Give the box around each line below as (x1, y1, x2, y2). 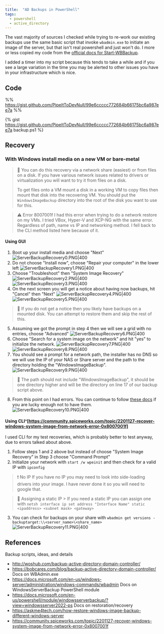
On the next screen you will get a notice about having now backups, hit (12, 285, 155, 291)
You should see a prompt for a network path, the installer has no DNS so (12, 351, 158, 357)
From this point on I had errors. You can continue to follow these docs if (12, 396, 156, 402)
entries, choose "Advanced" (12, 330, 69, 336)
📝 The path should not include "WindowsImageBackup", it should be (17, 376, 155, 382)
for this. (17, 202, 33, 208)
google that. (17, 486, 41, 492)
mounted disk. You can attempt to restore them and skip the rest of (17, 311, 152, 317)
